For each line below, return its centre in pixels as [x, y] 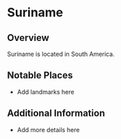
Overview [28, 38]
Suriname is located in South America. [61, 54]
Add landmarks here [45, 92]
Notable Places [40, 75]
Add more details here [48, 129]
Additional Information [56, 113]
